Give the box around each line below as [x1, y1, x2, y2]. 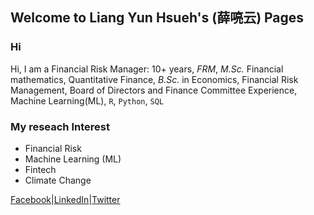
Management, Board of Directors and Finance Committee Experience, [10, 84, 298, 96]
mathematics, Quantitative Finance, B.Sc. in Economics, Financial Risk [10, 73, 299, 85]
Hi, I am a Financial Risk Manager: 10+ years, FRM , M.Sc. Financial [10, 63, 284, 75]
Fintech [24, 163, 57, 175]
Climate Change [24, 174, 92, 186]
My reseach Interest [10, 119, 110, 133]
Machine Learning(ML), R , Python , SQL [10, 94, 164, 107]
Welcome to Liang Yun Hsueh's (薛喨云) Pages [10, 9, 305, 27]
